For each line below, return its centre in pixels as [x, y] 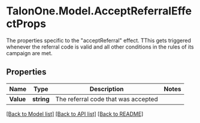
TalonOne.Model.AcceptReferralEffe [99, 11]
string [41, 99]
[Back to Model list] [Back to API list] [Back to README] [75, 114]
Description [107, 89]
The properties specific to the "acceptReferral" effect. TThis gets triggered [99, 40]
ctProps [26, 24]
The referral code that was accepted [107, 99]
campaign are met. [29, 53]
